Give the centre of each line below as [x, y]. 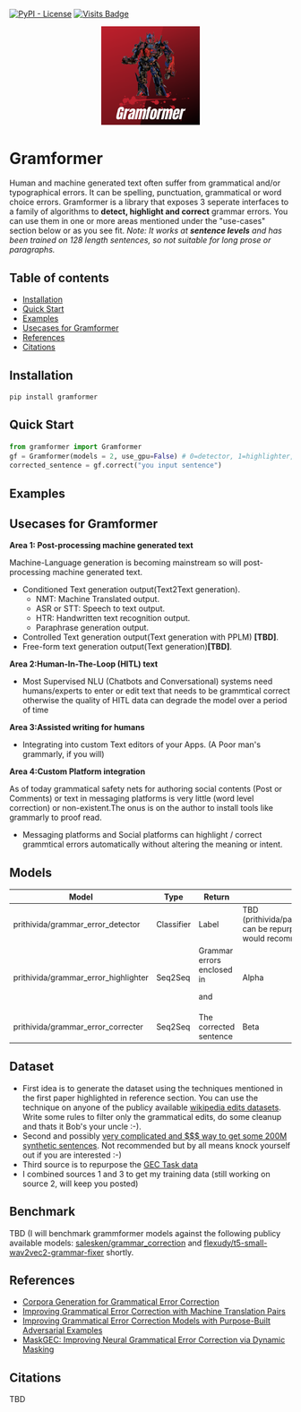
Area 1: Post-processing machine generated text [102, 546]
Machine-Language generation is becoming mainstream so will [125, 563]
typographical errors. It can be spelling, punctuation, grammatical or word [146, 193]
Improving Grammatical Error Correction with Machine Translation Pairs [154, 1312]
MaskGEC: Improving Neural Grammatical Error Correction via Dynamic [154, 1340]
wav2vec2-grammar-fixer [57, 1252]
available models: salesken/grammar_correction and [106, 1243]
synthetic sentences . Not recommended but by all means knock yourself [156, 1145]
